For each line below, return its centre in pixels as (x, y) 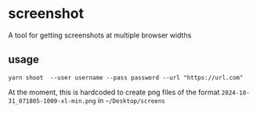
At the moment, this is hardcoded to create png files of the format (114, 92)
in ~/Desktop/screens (132, 100)
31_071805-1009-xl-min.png (52, 101)
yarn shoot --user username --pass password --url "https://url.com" (126, 78)
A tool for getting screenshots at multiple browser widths (100, 35)
